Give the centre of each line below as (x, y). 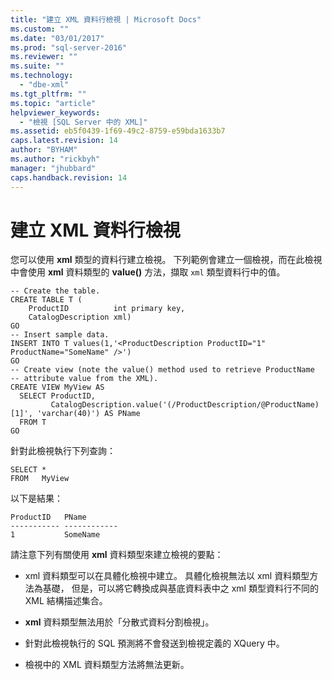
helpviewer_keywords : (55, 112)
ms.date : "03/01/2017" (57, 38)
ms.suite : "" (37, 66)
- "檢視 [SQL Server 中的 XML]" (83, 122)
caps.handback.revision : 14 (69, 177)
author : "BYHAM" (44, 150)
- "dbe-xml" (44, 85)
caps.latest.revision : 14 (64, 141)
